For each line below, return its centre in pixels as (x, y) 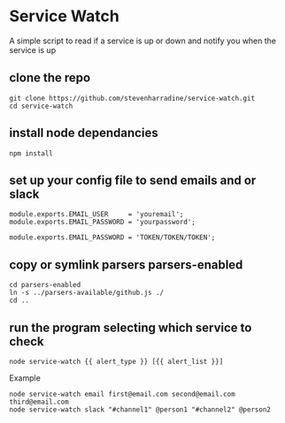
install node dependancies (84, 133)
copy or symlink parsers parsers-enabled (126, 264)
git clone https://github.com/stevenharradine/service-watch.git (132, 98)
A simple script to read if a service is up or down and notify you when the (143, 41)
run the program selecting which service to (131, 327)
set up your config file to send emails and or (133, 180)
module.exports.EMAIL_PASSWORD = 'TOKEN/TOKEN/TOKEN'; (112, 238)
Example (25, 378)
